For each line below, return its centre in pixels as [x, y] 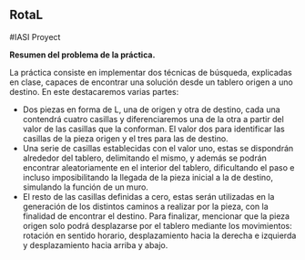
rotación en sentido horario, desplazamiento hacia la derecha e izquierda [159, 235]
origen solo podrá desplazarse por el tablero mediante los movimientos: [158, 225]
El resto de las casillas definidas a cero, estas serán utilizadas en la [148, 196]
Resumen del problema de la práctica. [82, 55]
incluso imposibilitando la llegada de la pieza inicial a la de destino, [148, 177]
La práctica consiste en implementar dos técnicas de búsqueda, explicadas [151, 72]
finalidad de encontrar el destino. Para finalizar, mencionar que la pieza [156, 216]
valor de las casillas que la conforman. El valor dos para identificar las [153, 129]
